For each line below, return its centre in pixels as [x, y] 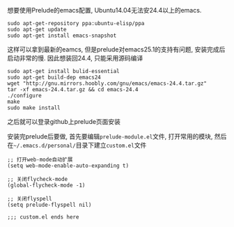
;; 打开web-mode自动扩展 [40, 159]
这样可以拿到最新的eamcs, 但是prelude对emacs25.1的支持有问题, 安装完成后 [116, 49]
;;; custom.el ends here [43, 217]
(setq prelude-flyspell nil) [49, 205]
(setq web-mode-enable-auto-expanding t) [68, 166]
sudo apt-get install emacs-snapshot [62, 36]
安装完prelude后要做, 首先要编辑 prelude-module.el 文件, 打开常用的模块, [110, 136]
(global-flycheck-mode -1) [46, 185]
